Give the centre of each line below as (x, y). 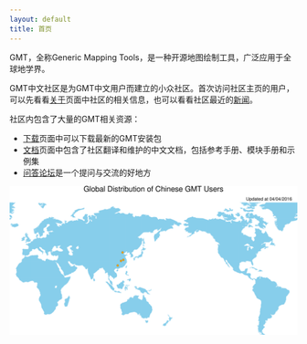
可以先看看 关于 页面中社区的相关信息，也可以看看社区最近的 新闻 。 (133, 99)
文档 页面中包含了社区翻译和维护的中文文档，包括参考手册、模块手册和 (155, 150)
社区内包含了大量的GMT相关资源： (75, 119)
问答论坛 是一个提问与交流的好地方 (87, 172)
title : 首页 (31, 29)
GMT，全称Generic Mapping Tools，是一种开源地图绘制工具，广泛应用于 (147, 57)
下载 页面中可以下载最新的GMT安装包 (92, 138)
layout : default (40, 19)
